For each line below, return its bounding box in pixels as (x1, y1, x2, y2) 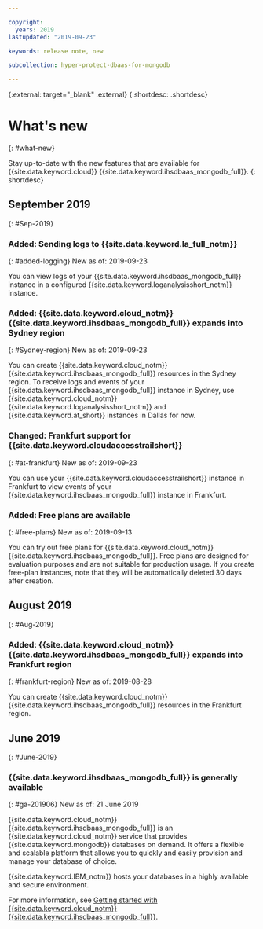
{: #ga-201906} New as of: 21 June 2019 (8, 799, 139, 810)
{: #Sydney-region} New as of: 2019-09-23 (8, 345, 148, 354)
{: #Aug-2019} (8, 619, 55, 629)
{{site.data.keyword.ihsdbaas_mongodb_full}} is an (8, 823, 174, 833)
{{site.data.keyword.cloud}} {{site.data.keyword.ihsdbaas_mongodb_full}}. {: (8, 167, 256, 177)
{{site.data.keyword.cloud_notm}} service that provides (8, 832, 188, 841)
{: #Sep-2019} (8, 218, 54, 228)
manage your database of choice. (8, 857, 118, 866)
